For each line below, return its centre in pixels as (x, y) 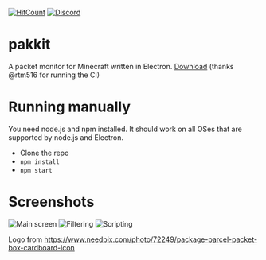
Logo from (25, 239)
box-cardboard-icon (42, 247)
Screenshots (51, 202)
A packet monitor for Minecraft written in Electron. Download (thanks (121, 66)
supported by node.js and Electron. (66, 137)
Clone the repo (44, 153)
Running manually (70, 107)
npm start (36, 170)
